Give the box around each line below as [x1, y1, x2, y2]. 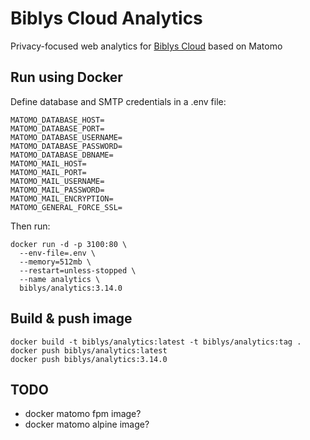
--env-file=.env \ [19, 248, 97, 258]
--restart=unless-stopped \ [19, 265, 137, 276]
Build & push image [10, 310, 133, 327]
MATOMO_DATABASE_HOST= [10, 115, 105, 125]
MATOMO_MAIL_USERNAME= [10, 176, 105, 186]
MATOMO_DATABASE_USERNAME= [10, 132, 123, 142]
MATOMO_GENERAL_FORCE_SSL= [10, 202, 123, 212]
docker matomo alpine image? [24, 418, 150, 431]
